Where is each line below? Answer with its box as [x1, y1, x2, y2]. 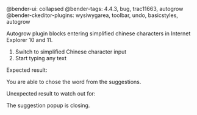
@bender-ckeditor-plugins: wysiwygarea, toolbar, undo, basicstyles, [6, 12, 179, 19]
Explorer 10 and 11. [6, 37, 53, 43]
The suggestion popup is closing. [6, 102, 90, 109]
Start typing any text [15, 55, 67, 61]
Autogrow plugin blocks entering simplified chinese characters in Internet [6, 30, 191, 37]
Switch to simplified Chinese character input [15, 48, 127, 55]
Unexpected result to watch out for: [6, 90, 96, 97]
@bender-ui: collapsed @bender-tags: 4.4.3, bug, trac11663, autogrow [6, 5, 184, 12]
